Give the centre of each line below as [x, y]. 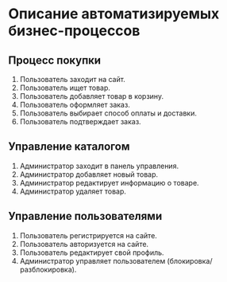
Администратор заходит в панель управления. [99, 166]
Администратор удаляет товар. [73, 191]
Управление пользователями [85, 216]
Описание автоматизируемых [114, 14]
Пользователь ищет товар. [65, 88]
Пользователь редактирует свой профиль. [92, 253]
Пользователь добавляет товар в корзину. [92, 96]
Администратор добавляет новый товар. [89, 174]
